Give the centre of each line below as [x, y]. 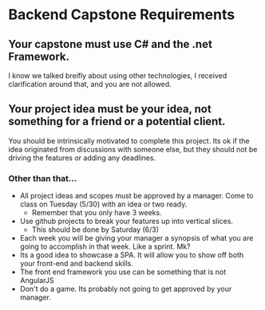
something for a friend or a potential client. [117, 122]
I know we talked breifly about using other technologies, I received [118, 76]
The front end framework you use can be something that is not [123, 272]
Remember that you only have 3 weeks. [97, 213]
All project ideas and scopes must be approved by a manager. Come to [136, 196]
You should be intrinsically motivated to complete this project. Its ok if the [129, 140]
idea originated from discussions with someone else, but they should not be [133, 149]
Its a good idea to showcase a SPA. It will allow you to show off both [132, 255]
